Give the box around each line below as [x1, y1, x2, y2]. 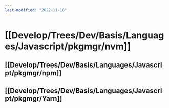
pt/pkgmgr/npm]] [5, 69, 62, 77]
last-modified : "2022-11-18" [5, 7, 67, 13]
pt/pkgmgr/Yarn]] [5, 94, 62, 103]
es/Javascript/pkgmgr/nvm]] [5, 40, 131, 52]
